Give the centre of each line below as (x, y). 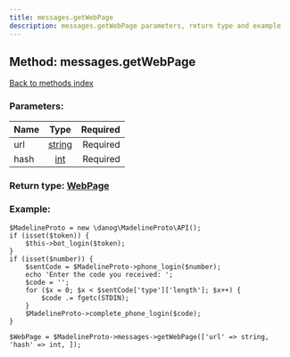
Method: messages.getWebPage (103, 62)
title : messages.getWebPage (62, 17)
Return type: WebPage (59, 185)
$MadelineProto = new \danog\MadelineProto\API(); (105, 228)
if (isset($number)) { (51, 259)
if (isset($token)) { (50, 235)
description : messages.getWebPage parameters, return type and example (145, 26)
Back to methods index (51, 83)
